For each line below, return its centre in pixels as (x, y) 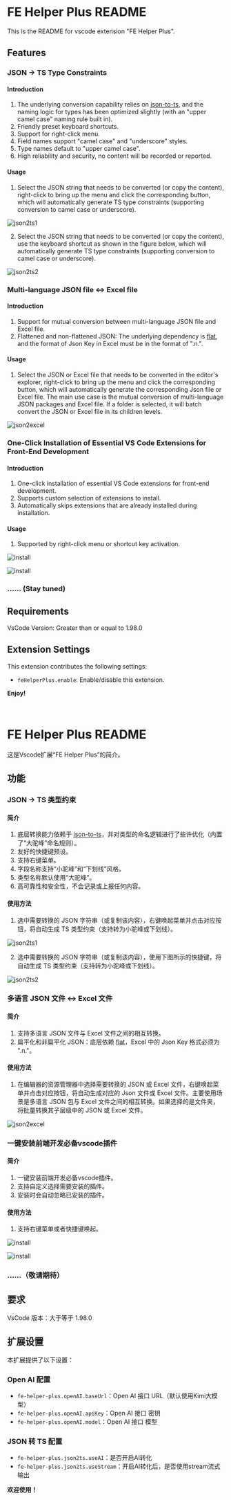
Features (27, 53)
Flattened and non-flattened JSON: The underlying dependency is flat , (117, 336)
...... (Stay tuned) (36, 589)
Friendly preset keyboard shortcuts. (68, 127)
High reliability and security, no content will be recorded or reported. (114, 156)
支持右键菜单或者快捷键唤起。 (59, 1229)
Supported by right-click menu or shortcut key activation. (99, 544)
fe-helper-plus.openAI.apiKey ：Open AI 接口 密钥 (89, 1413)
